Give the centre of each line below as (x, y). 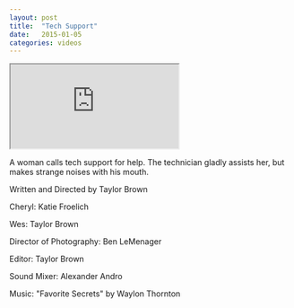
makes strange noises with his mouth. (79, 172)
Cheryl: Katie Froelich (49, 207)
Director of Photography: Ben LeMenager (86, 242)
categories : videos (46, 43)
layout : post (34, 18)
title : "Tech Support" (54, 26)
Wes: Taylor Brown (44, 224)
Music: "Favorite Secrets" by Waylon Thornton (95, 294)
